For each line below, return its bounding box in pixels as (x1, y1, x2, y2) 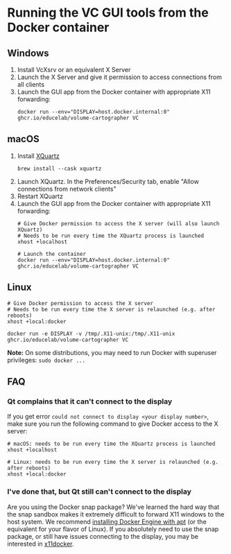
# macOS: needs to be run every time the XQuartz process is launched (7, 440, 216, 448)
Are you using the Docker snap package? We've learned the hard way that (7, 503, 220, 511)
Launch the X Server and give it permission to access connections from (17, 73, 222, 81)
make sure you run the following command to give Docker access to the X (7, 419, 219, 428)
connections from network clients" (17, 184, 117, 193)
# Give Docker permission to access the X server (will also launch (17, 220, 220, 227)
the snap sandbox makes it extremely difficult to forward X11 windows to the (7, 510, 225, 518)
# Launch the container (17, 250, 87, 257)
